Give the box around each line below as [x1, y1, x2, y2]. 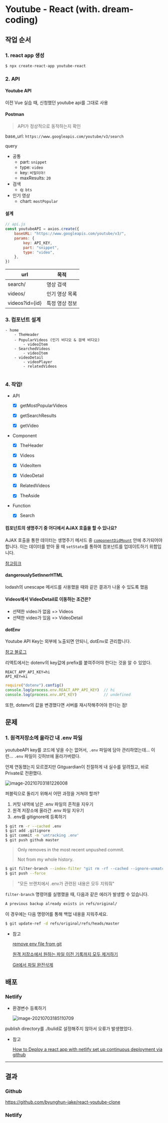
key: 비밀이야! [19, 170, 46, 176]
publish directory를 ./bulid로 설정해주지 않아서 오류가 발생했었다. [5, 1026, 133, 1032]
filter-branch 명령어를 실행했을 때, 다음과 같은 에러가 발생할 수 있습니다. [5, 891, 149, 897]
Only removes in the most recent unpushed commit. [17, 847, 124, 852]
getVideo [19, 422, 39, 428]
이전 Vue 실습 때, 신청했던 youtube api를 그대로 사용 [5, 99, 108, 105]
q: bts [19, 187, 32, 193]
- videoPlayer [23, 360, 52, 365]
